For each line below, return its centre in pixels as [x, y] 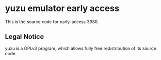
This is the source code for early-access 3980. [52, 22]
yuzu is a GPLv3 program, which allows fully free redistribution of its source [81, 48]
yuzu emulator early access [62, 8]
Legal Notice [24, 37]
